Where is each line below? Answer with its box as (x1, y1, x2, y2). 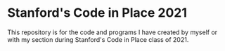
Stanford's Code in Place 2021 (7, 5, 188, 21)
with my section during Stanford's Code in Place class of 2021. (7, 35, 189, 43)
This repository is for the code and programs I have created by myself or (7, 28, 218, 36)
